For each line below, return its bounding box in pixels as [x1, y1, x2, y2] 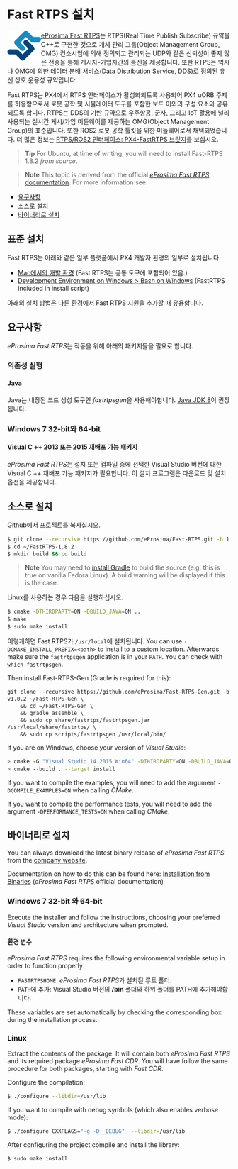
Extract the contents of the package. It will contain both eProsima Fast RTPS [7, 1049, 230, 1058]
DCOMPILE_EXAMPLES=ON [7, 787, 72, 794]
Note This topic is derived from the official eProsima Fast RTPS [24, 170, 210, 179]
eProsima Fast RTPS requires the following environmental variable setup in [7, 953, 225, 962]
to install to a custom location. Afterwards [98, 645, 220, 653]
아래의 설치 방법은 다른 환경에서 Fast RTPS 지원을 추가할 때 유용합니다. [7, 299, 204, 307]
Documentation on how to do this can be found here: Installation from [7, 870, 210, 878]
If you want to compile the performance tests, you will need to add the [7, 799, 212, 808]
